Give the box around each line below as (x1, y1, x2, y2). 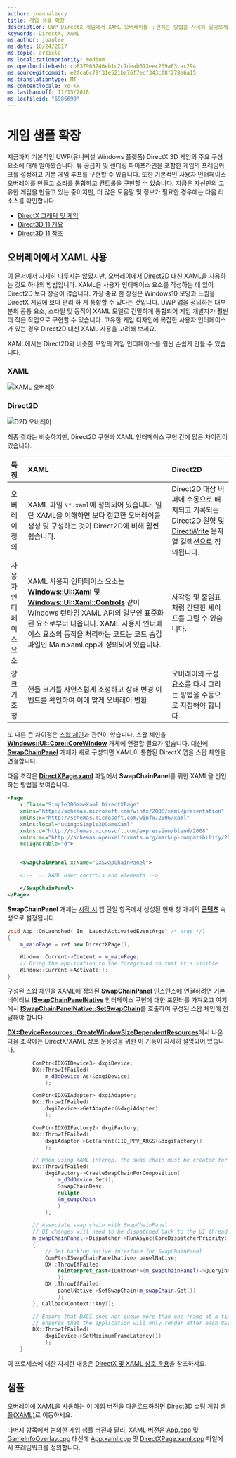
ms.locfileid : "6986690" (7, 96, 80, 103)
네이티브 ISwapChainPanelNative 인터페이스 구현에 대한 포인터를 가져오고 (7, 995, 214, 1003)
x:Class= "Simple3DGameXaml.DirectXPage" (20, 801, 140, 809)
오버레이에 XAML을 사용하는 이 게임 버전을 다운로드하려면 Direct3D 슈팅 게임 (7, 1402, 219, 1410)
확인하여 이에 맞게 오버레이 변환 (48, 695, 147, 705)
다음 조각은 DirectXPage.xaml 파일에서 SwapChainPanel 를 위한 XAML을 (7, 772, 214, 780)
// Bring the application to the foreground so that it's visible (20, 960, 218, 968)
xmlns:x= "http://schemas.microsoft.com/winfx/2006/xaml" (20, 814, 190, 821)
